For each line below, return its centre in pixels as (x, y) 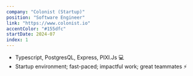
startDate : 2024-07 (31, 34)
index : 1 (17, 40)
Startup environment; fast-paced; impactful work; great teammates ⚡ (101, 66)
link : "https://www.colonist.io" (48, 23)
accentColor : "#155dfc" (36, 29)
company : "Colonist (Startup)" (46, 12)
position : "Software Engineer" (46, 17)
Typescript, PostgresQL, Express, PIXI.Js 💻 (70, 57)
